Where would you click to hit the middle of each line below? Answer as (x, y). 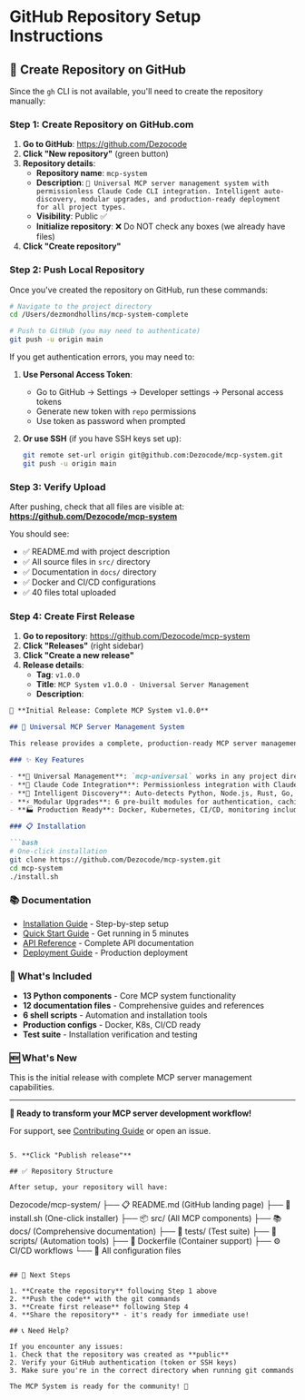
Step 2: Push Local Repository (77, 270)
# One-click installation (58, 852)
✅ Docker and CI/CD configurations (89, 582)
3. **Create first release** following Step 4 (99, 1307)
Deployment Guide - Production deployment (105, 952)
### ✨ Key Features (47, 760)
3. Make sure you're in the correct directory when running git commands (152, 1371)
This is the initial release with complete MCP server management (131, 1078)
